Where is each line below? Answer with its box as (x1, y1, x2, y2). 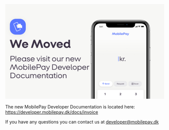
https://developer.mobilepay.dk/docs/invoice (5, 109, 98, 115)
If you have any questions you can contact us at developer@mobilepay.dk (5, 119, 159, 125)
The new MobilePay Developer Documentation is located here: (5, 104, 135, 110)
